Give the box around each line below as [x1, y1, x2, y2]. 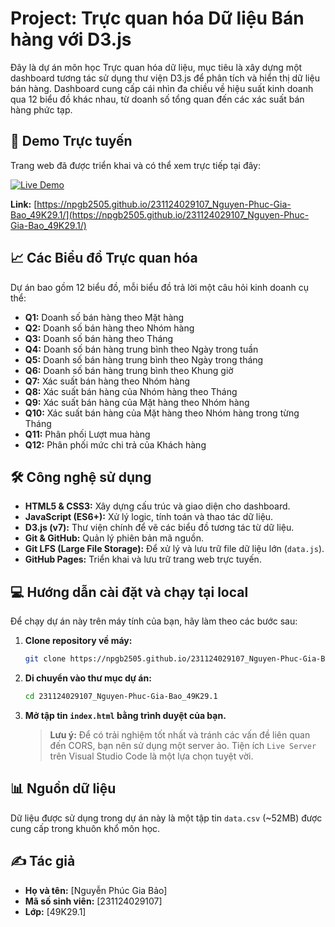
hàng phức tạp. [10, 103, 73, 116]
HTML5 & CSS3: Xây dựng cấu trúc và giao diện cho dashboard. [24, 500, 291, 512]
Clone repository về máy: [24, 635, 133, 647]
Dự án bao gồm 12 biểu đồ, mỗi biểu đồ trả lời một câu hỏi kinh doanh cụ [10, 281, 309, 293]
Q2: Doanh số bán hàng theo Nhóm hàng [24, 322, 195, 334]
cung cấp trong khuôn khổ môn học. [10, 822, 161, 834]
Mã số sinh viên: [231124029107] [24, 895, 163, 907]
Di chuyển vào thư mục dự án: [24, 672, 152, 684]
